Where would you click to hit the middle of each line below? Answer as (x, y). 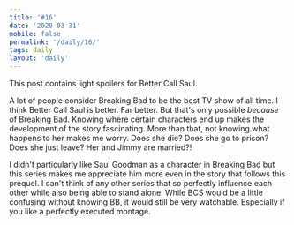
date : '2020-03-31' (45, 26)
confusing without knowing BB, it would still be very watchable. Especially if (147, 202)
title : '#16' (33, 17)
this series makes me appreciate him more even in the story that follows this (147, 174)
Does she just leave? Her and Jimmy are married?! (101, 147)
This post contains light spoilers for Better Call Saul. (103, 83)
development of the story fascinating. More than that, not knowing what (139, 128)
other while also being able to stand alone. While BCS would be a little (136, 192)
